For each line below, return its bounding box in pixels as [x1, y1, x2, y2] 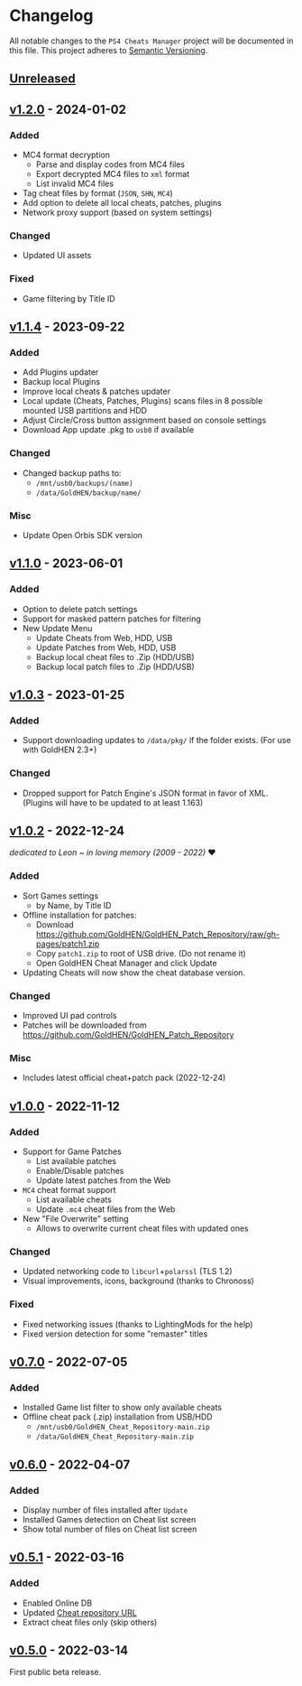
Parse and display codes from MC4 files [35, 159, 186, 170]
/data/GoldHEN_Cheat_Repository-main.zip [35, 1432, 194, 1441]
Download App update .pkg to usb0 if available [22, 424, 195, 435]
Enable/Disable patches [35, 1165, 124, 1176]
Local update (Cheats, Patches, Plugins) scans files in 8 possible [22, 396, 263, 406]
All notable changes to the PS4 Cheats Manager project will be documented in [9, 35, 294, 46]
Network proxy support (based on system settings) [22, 207, 213, 218]
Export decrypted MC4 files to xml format [35, 169, 190, 180]
